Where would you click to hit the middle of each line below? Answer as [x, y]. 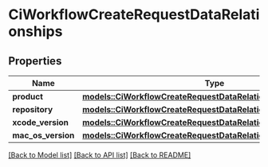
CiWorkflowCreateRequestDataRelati [134, 15]
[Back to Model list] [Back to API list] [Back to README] [100, 155]
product [28, 97]
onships [35, 31]
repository [33, 109]
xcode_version [41, 122]
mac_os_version [43, 135]
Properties [35, 61]
